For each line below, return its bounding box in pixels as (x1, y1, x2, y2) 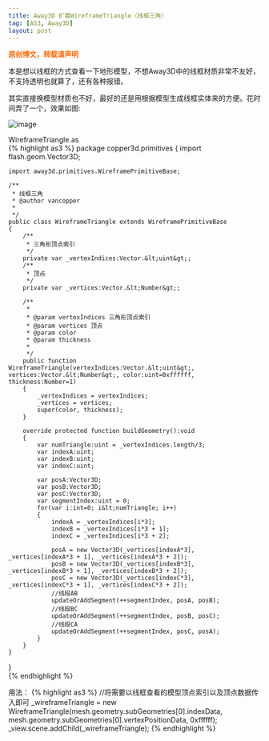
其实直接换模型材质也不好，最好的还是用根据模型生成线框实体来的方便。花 (8, 94, 254, 103)
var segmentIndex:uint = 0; (37, 497, 130, 505)
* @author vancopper (11, 197, 81, 205)
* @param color (26, 329, 78, 337)
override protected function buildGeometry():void (22, 427, 195, 435)
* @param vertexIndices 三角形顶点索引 (26, 314, 151, 322)
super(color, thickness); (37, 406, 124, 415)
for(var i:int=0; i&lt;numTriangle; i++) (37, 504, 178, 512)
